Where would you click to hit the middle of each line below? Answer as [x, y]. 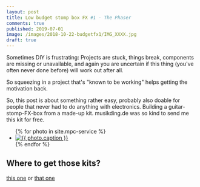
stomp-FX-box [25, 113]
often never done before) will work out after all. [65, 70]
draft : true [21, 40]
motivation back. [27, 88]
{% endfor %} [32, 144]
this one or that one [31, 178]
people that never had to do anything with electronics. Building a [87, 107]
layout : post [23, 12]
